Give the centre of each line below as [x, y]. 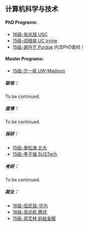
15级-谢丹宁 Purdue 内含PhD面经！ [49, 47]
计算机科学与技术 [32, 9]
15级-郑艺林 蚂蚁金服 [34, 218]
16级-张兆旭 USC [30, 34]
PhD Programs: [21, 22]
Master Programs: [25, 59]
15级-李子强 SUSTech [35, 154]
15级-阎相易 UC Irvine [35, 41]
